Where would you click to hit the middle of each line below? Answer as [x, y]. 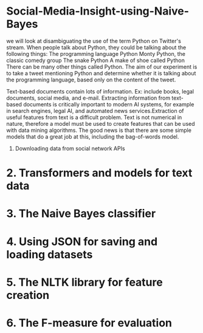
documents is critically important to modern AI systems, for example [109, 104]
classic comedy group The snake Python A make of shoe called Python [96, 60]
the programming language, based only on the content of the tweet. [91, 80]
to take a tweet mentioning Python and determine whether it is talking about [101, 73]
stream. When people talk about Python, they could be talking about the [96, 47]
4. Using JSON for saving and [82, 242]
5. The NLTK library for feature [84, 282]
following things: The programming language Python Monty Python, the [96, 53]
